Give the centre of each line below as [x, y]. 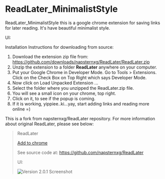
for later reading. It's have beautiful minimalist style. [58, 28]
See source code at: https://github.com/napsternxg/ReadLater [80, 152]
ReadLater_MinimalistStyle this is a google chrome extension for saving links [83, 23]
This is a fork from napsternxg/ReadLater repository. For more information [80, 118]
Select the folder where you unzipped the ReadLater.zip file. [73, 88]
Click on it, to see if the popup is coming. [54, 98]
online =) [21, 109]
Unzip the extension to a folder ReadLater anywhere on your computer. [85, 67]
